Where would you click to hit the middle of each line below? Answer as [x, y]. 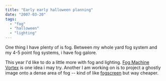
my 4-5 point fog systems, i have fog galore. [51, 52]
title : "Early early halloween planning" [49, 10]
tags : [11, 19]
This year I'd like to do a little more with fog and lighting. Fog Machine [77, 62]
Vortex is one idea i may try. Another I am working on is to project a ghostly [83, 67]
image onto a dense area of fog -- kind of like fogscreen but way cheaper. [82, 73]
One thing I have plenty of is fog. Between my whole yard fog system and [81, 47]
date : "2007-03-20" [26, 14]
